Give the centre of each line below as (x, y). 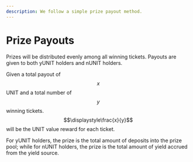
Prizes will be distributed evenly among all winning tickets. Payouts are (91, 57)
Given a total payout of (34, 74)
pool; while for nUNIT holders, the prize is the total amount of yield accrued (97, 146)
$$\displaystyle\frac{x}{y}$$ (98, 120)
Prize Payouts (40, 40)
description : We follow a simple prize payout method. (74, 11)
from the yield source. (33, 153)
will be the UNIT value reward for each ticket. (61, 129)
